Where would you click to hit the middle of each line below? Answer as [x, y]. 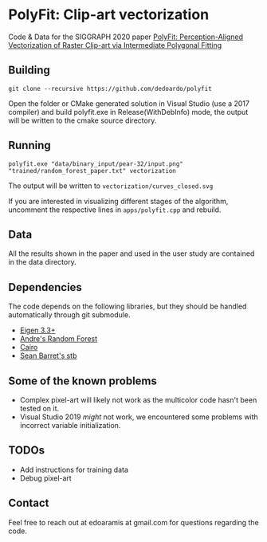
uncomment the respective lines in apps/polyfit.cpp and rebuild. [115, 210]
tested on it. [39, 408]
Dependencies [45, 287]
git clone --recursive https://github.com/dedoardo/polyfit [110, 88]
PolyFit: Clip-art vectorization [109, 15]
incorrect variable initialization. [70, 425]
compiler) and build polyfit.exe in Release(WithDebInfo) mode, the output [128, 112]
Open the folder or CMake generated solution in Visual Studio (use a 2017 [129, 103]
